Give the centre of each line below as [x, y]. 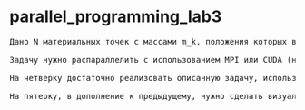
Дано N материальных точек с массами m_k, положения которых [148, 41]
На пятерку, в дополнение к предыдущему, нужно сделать [136, 96]
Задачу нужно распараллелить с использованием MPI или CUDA [146, 60]
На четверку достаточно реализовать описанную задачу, [134, 78]
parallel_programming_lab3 [116, 17]
